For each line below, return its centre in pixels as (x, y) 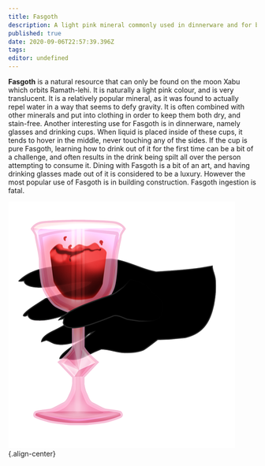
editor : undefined (38, 58)
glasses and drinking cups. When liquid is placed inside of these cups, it (125, 132)
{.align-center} (32, 454)
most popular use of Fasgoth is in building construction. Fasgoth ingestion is (132, 182)
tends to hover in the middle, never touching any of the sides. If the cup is (128, 140)
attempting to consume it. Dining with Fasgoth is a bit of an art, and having (129, 165)
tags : (17, 50)
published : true (35, 33)
